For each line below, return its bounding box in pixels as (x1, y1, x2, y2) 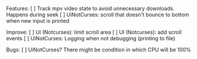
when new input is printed (6, 18, 70, 24)
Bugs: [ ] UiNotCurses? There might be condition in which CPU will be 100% (6, 46, 191, 53)
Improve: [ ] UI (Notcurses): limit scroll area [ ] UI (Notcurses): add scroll (6, 29, 182, 36)
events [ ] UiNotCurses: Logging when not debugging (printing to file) (6, 35, 176, 41)
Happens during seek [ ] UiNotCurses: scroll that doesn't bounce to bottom (6, 11, 189, 18)
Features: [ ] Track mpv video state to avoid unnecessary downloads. (6, 5, 175, 12)
